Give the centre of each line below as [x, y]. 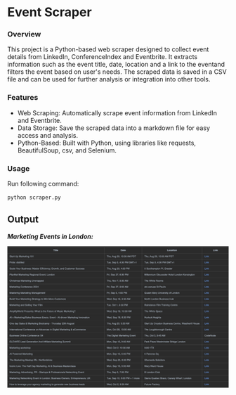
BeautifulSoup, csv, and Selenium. [67, 150]
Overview [24, 34]
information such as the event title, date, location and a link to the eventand [116, 65]
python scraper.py [34, 197]
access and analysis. [48, 135]
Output [23, 220]
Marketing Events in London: [50, 236]
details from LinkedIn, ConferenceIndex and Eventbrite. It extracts [103, 57]
